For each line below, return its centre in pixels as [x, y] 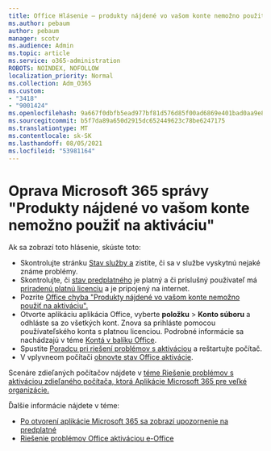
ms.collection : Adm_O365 [50, 83]
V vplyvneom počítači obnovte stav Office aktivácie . [106, 357]
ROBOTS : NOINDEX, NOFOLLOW [54, 69]
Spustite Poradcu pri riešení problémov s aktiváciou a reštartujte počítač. [141, 349]
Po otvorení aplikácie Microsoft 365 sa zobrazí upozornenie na [124, 421]
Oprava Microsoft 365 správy [109, 191]
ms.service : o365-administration [65, 61]
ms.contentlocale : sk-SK [50, 136]
